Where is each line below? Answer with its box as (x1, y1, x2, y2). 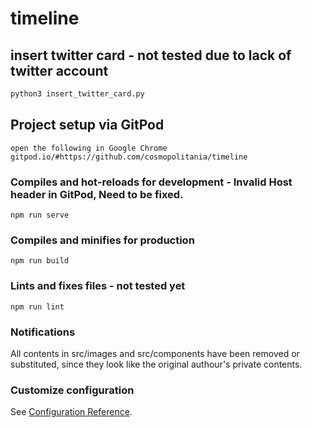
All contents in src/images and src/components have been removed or (10, 347, 300, 359)
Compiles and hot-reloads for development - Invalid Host (10, 175, 293, 189)
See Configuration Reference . (10, 406, 133, 418)
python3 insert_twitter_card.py (10, 89, 145, 99)
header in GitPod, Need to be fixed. (10, 187, 184, 201)
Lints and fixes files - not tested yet (10, 279, 186, 293)
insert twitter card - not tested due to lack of (10, 47, 292, 64)
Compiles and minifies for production (10, 233, 195, 247)
